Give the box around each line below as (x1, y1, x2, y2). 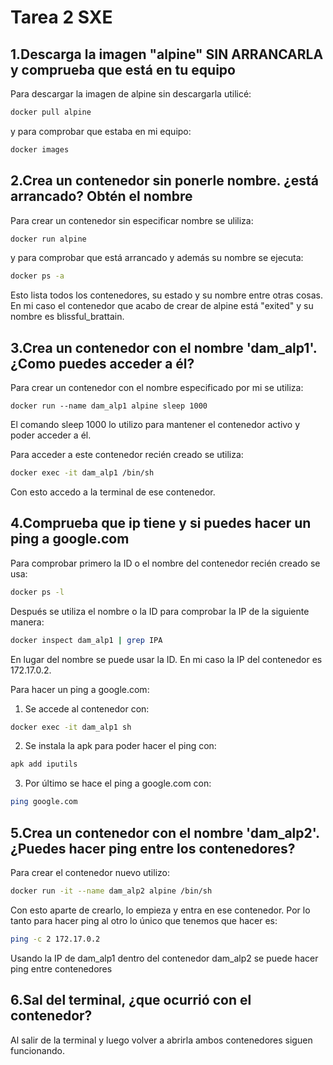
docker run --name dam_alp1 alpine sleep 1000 (10, 401, 208, 411)
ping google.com (10, 797, 78, 807)
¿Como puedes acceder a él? (10, 355, 195, 372)
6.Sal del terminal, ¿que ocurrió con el (10, 992, 252, 1009)
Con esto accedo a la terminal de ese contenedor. (10, 486, 216, 498)
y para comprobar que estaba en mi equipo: (10, 125, 192, 137)
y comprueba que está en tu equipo (10, 61, 236, 78)
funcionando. (10, 1044, 65, 1056)
